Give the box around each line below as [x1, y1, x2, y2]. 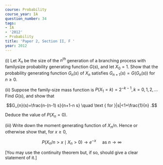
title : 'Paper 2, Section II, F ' [5, 39, 75, 44]
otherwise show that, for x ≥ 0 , [5, 128, 67, 134]
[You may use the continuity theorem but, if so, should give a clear [5, 149, 138, 156]
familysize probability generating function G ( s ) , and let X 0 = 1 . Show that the [5, 64, 158, 71]
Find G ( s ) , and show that [5, 93, 54, 99]
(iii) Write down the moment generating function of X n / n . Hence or [5, 122, 138, 129]
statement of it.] [5, 155, 37, 161]
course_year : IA [5, 12, 38, 17]
